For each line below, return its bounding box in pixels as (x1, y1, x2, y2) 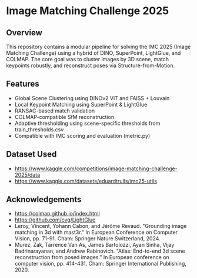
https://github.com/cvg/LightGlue (14, 216, 96, 223)
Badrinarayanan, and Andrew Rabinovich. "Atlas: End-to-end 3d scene (14, 247, 185, 254)
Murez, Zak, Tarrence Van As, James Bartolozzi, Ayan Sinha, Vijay (14, 241, 175, 249)
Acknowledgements (6, 194, 82, 204)
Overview (6, 28, 43, 38)
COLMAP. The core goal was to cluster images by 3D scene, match (6, 56, 169, 62)
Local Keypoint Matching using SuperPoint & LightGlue (14, 101, 148, 108)
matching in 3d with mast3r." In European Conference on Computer (14, 229, 178, 236)
